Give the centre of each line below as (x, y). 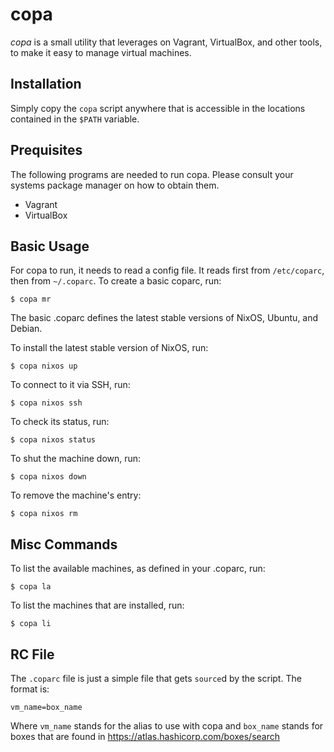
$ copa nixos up (44, 366)
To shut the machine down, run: (76, 459)
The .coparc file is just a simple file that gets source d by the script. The (156, 678)
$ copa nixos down (48, 477)
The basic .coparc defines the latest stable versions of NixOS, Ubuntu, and (164, 318)
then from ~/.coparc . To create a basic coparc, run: (116, 281)
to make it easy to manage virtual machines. (101, 52)
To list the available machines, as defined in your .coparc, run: (138, 569)
